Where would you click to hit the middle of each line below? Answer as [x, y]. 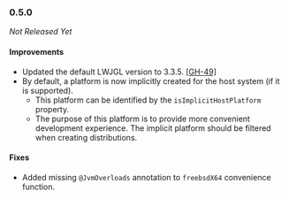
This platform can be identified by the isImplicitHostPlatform [148, 100]
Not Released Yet [41, 32]
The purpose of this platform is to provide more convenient [142, 119]
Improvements [37, 51]
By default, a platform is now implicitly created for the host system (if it [151, 80]
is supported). [47, 90]
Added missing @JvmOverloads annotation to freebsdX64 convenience [146, 177]
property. [52, 109]
